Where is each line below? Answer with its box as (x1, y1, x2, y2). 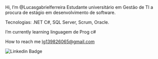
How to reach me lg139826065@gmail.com (5, 38, 95, 44)
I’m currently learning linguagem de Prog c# (5, 29, 96, 34)
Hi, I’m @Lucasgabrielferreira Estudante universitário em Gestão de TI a (5, 4, 153, 10)
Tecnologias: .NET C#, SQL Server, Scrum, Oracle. (5, 19, 109, 25)
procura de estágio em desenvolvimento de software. (5, 9, 116, 15)
